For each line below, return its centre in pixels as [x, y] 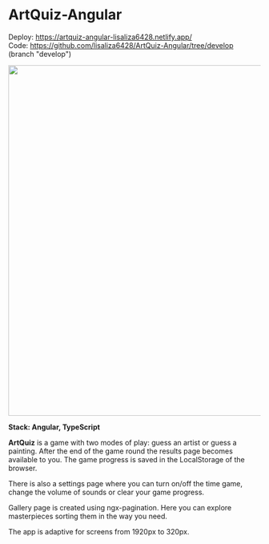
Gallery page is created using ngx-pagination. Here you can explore [120, 507]
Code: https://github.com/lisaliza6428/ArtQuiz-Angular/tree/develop [121, 45]
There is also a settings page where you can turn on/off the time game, [125, 483]
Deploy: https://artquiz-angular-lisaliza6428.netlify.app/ [100, 37]
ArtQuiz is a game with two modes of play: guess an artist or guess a [123, 442]
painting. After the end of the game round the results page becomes [121, 451]
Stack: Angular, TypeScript [54, 427]
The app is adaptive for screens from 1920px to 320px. [99, 531]
